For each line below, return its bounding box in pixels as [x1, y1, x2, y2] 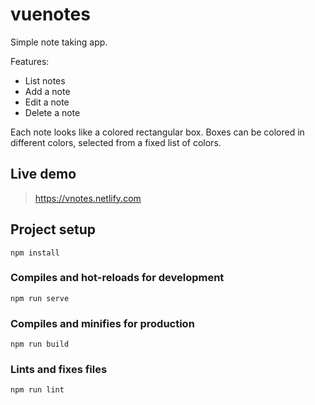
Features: [10, 55, 50, 67]
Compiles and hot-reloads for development [10, 271, 225, 285]
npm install [10, 248, 60, 258]
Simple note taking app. [10, 36, 108, 48]
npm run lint [10, 385, 65, 395]
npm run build [10, 339, 70, 350]
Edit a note [24, 96, 70, 108]
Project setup [10, 221, 97, 238]
